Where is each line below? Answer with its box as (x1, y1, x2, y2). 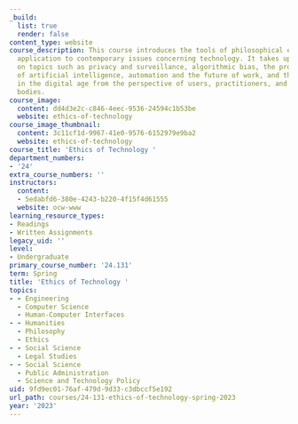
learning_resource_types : (9, 211, 105, 220)
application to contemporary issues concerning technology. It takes (17, 54, 279, 63)
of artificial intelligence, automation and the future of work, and (17, 71, 279, 80)
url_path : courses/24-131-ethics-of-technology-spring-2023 (9, 393, 237, 403)
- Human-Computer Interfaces (17, 310, 125, 320)
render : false (17, 29, 69, 38)
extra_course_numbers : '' (9, 170, 105, 179)
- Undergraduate (9, 252, 69, 262)
